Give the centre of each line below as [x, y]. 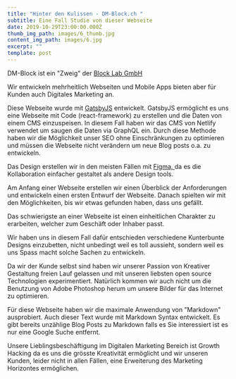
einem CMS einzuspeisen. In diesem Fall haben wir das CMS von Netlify [112, 123]
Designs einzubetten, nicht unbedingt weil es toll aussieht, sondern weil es [116, 244]
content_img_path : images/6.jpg [55, 40]
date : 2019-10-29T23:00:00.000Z [55, 27]
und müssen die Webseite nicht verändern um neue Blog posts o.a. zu [109, 145]
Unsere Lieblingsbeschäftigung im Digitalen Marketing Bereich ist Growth [114, 345]
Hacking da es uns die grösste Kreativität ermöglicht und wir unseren [108, 353]
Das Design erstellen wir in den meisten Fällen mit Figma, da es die [104, 166]
